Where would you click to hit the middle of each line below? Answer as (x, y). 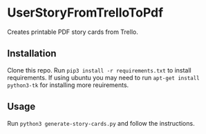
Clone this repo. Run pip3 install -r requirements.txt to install (99, 70)
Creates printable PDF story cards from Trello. (73, 32)
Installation (32, 54)
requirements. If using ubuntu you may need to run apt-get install (104, 77)
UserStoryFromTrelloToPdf (85, 13)
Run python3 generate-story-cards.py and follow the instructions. (101, 123)
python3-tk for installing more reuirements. (68, 85)
